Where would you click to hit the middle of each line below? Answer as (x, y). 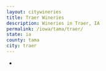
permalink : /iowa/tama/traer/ (45, 29)
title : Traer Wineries (35, 18)
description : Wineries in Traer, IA (53, 23)
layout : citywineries (34, 12)
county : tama (23, 40)
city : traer (21, 46)
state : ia (19, 35)
